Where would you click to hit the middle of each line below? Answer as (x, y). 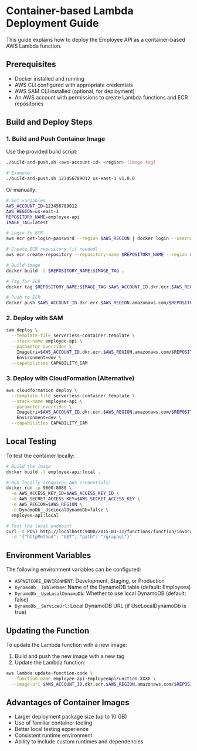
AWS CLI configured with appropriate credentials (74, 85)
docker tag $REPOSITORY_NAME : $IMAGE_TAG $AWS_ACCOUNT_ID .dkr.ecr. (89, 287)
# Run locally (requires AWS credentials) (59, 483)
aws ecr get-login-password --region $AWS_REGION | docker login (87, 239)
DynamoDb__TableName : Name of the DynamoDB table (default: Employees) (103, 587)
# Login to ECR (25, 233)
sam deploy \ (22, 330)
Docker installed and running (50, 78)
